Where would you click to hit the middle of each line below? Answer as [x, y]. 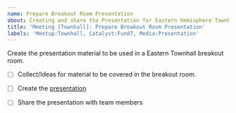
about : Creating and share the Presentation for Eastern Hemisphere [110, 20]
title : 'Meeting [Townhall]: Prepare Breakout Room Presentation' [106, 27]
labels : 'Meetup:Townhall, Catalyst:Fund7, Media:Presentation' [103, 33]
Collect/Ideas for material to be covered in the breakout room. [107, 74]
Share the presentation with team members [80, 102]
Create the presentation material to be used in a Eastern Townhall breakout [116, 53]
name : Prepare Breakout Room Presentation [70, 14]
